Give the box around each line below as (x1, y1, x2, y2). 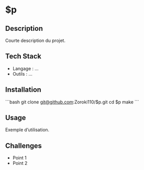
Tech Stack (5, 52, 41, 61)
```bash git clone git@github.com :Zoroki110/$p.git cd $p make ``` (5, 99, 139, 105)
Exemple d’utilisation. (5, 127, 50, 133)
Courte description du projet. (5, 37, 66, 43)
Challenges (5, 141, 42, 150)
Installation (5, 85, 41, 94)
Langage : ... (12, 65, 39, 72)
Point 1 (12, 155, 27, 161)
